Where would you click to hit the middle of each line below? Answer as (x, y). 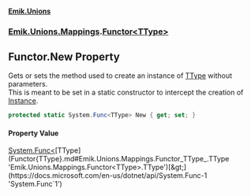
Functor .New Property (64, 56)
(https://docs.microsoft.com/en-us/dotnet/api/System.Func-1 (108, 176)
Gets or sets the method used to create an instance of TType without (120, 76)
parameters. (28, 84)
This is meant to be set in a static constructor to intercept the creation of (126, 92)
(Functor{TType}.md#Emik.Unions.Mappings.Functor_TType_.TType (119, 159)
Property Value (34, 133)
